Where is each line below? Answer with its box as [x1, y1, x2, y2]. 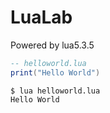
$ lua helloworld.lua [10, 86, 101, 96]
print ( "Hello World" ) [10, 67, 101, 78]
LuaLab [10, 6, 73, 29]
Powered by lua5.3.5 [10, 39, 95, 51]
